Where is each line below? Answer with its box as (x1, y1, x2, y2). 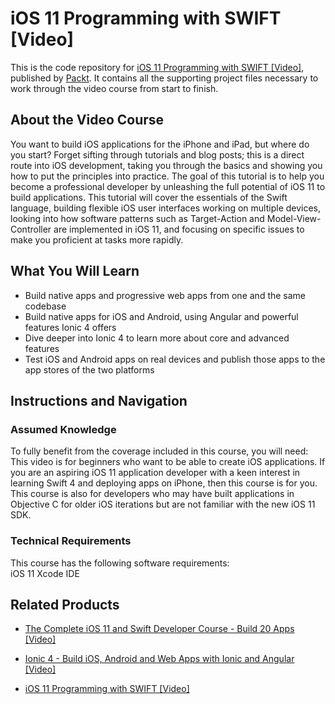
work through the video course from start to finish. (10, 82, 219, 94)
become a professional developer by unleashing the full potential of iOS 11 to (10, 180, 326, 192)
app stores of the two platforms (24, 363, 155, 376)
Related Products (10, 596, 120, 613)
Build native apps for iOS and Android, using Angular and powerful (24, 310, 299, 322)
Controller (10, 223, 52, 235)
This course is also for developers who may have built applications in (10, 488, 295, 500)
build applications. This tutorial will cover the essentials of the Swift (10, 191, 288, 203)
